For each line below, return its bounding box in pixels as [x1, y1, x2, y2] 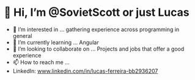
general [12, 32, 32, 39]
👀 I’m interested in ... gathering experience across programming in [12, 26, 180, 33]
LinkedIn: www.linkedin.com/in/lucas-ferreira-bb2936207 [12, 67, 158, 75]
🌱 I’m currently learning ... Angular [12, 38, 100, 46]
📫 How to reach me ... [12, 58, 70, 66]
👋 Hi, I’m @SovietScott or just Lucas [4, 5, 189, 20]
